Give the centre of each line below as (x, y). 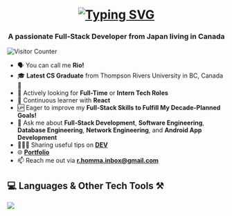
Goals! (27, 116)
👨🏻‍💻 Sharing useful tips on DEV (63, 145)
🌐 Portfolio (33, 152)
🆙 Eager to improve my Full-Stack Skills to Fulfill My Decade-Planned (119, 108)
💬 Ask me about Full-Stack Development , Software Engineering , (110, 123)
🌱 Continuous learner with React (64, 100)
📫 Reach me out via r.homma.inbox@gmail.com (88, 161)
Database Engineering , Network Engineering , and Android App (109, 130)
